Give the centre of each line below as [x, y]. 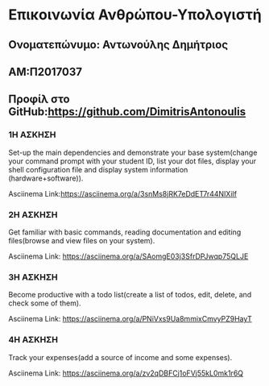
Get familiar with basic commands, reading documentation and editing [125, 232]
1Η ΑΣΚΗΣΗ [32, 135]
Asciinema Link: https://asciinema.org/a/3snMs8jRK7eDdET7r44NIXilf [123, 193]
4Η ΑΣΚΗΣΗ [33, 340]
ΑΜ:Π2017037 [46, 71]
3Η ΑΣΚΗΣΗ [33, 277]
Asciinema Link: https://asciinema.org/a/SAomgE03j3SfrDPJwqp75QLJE [128, 256]
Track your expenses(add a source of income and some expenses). [120, 357]
